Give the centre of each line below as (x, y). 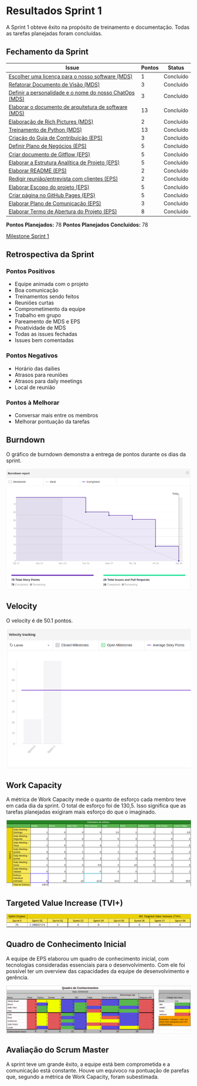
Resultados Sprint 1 (54, 11)
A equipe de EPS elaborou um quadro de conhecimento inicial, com (87, 958)
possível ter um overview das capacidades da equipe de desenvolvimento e (98, 971)
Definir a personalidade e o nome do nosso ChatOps (72, 93)
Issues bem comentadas (44, 340)
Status (176, 68)
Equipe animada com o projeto (52, 284)
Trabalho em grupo (38, 315)
